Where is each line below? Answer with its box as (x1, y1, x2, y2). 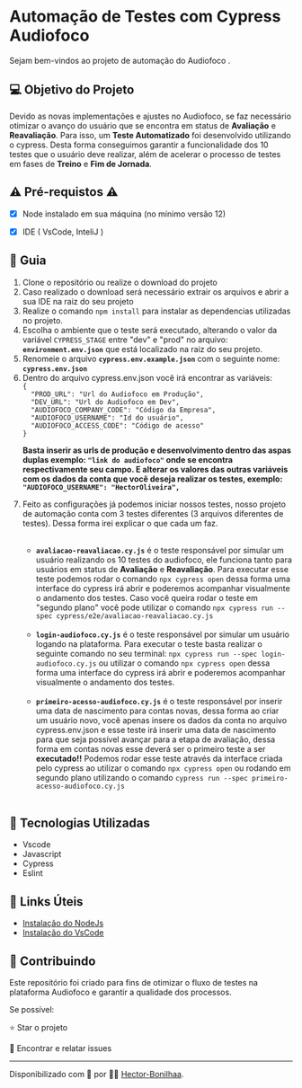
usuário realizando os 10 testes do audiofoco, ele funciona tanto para (35, 554, 292, 565)
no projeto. (22, 314, 63, 325)
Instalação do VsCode (22, 927, 104, 938)
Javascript (22, 849, 62, 860)
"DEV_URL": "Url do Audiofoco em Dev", (31, 397, 180, 406)
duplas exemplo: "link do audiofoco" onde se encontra (22, 454, 234, 464)
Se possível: (9, 1004, 55, 1014)
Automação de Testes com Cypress (9, 6, 281, 27)
